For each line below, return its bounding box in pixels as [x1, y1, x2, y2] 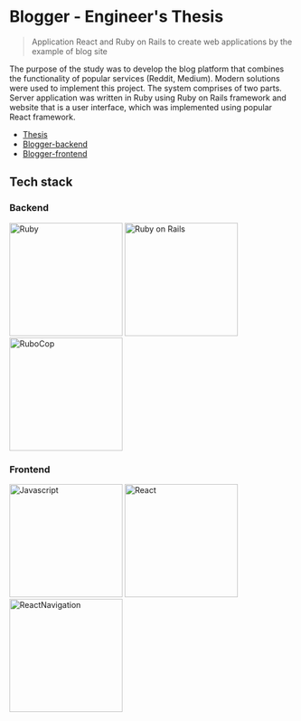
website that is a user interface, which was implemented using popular [9, 101, 273, 112]
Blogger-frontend [22, 147, 88, 159]
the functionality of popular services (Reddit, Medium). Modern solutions [9, 72, 280, 83]
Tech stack [9, 175, 73, 190]
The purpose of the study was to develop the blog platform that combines [9, 63, 285, 74]
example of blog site [31, 45, 108, 56]
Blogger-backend [22, 138, 89, 149]
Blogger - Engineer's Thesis [9, 6, 224, 27]
